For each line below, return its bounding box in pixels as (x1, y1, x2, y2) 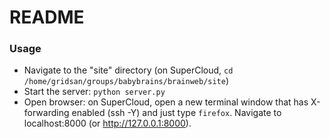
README (9, 6, 85, 29)
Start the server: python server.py (23, 86, 166, 98)
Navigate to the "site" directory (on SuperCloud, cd (23, 64, 234, 76)
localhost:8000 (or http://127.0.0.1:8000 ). (23, 117, 192, 130)
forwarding (23, 107, 70, 119)
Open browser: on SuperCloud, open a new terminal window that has (23, 96, 309, 108)
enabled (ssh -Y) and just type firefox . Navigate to (71, 107, 282, 119)
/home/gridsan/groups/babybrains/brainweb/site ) (23, 75, 230, 87)
